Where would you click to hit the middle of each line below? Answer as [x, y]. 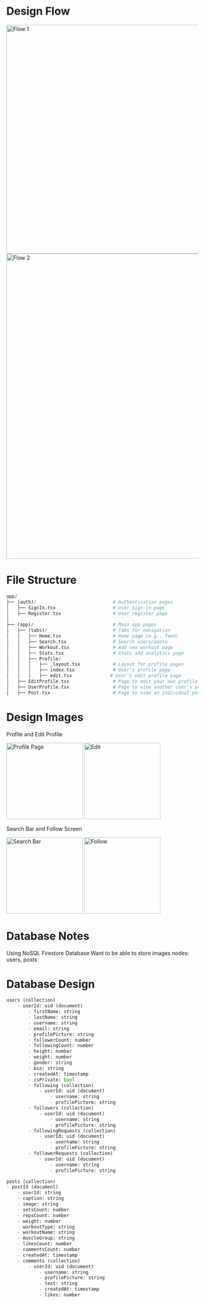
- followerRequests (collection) [71, 1154]
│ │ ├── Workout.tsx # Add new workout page [90, 647]
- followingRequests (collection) [72, 1131]
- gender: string [50, 1063]
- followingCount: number [61, 1046]
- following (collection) [61, 1085]
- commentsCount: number [49, 1250]
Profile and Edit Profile [34, 734]
